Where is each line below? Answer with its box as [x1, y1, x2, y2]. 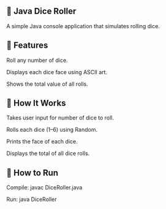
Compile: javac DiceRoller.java [6, 184, 83, 191]
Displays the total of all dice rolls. [6, 150, 90, 157]
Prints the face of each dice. [6, 138, 78, 145]
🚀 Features [6, 40, 48, 51]
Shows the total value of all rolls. [6, 80, 88, 88]
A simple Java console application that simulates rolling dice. [6, 22, 160, 29]
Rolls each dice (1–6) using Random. [6, 126, 98, 134]
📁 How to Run [6, 167, 59, 178]
